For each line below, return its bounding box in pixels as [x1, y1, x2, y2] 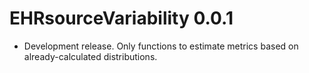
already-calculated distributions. [23, 50, 158, 62]
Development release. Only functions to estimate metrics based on [23, 40, 299, 52]
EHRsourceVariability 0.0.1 [9, 7, 234, 30]
